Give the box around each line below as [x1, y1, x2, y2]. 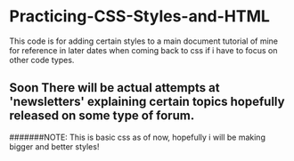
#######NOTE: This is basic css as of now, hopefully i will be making [9, 132, 265, 142]
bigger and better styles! [9, 141, 100, 152]
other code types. [9, 54, 75, 65]
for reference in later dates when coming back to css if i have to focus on [9, 44, 278, 55]
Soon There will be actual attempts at [9, 80, 220, 95]
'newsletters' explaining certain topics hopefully [9, 94, 285, 109]
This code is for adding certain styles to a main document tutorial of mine [9, 36, 279, 46]
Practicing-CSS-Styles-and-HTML [9, 6, 270, 27]
